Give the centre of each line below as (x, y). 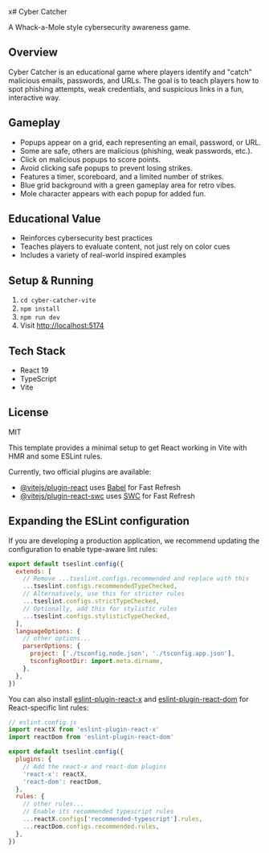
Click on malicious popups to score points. (90, 159)
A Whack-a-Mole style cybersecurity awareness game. (100, 27)
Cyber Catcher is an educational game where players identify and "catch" (130, 72)
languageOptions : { (48, 631)
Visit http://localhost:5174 (62, 326)
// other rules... (53, 804)
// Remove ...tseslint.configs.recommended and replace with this (136, 579)
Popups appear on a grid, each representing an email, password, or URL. (141, 142)
